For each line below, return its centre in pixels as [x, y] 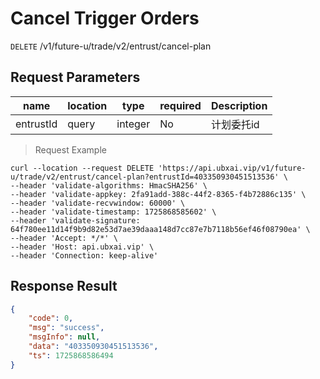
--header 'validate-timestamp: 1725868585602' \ [113, 212]
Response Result [64, 286]
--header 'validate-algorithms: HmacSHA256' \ [109, 185]
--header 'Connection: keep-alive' [84, 255]
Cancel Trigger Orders [105, 18]
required [180, 105]
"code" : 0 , [51, 318]
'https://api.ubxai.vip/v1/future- [232, 168]
